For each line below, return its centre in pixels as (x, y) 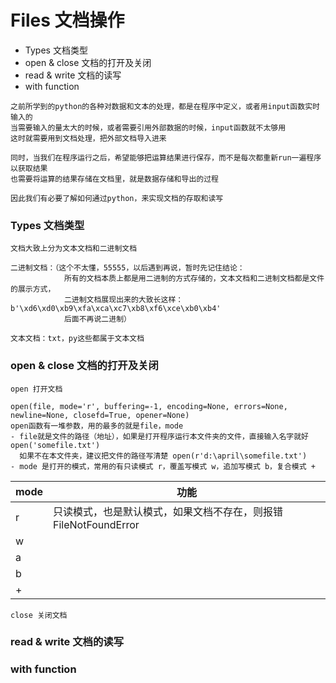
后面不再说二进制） (97, 319)
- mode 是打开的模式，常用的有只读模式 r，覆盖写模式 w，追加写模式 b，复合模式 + (163, 466)
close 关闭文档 (39, 615)
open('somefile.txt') (55, 445)
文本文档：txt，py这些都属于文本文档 (77, 339)
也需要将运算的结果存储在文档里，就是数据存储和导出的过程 (114, 179)
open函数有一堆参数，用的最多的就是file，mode (97, 426)
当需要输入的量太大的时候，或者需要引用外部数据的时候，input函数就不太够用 (148, 127)
